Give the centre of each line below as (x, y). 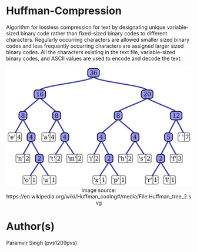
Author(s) (30, 226)
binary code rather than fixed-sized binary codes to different (94, 33)
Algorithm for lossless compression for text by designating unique (86, 27)
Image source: (99, 190)
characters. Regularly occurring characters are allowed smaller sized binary (98, 39)
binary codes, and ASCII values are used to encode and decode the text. (94, 58)
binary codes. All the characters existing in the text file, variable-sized (91, 52)
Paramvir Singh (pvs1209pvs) (42, 243)
